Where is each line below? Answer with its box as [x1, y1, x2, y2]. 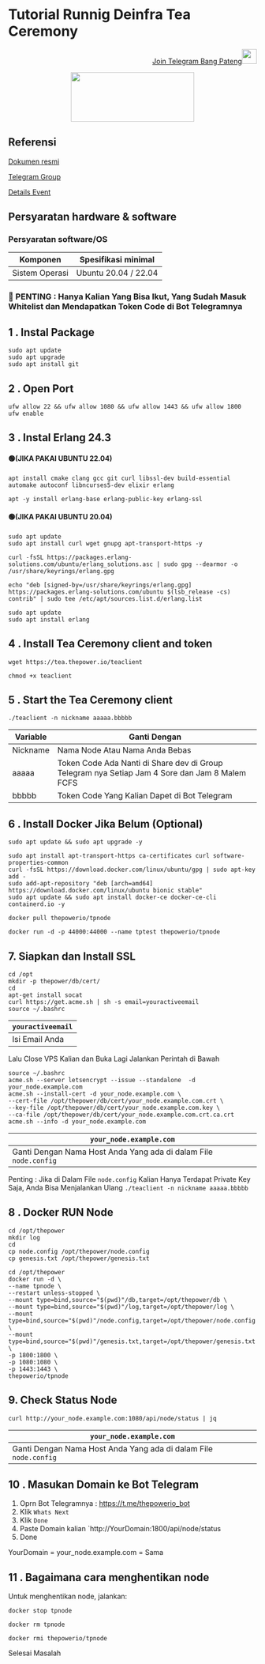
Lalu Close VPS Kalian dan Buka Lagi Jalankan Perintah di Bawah [8, 1054, 220, 1064]
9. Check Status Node [8, 1394, 118, 1407]
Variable [14, 731, 47, 742]
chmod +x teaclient [8, 672, 73, 680]
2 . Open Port [8, 382, 74, 395]
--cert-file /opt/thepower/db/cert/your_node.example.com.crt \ [8, 1097, 224, 1105]
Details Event [8, 187, 51, 197]
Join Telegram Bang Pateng [152, 56, 242, 66]
